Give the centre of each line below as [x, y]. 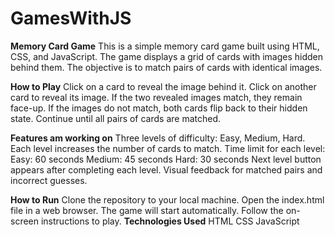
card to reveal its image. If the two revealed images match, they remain [156, 97]
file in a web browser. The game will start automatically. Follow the [147, 210]
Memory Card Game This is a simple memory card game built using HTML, [165, 46]
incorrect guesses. [49, 180]
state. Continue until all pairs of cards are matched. [116, 118]
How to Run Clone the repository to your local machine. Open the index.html [167, 199]
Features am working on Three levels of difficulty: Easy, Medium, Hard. [158, 138]
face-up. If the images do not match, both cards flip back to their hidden [159, 108]
